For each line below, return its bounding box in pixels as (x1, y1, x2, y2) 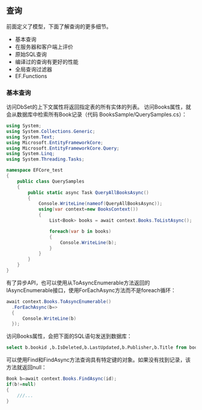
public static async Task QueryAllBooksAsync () (28, 189, 149, 195)
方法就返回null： (6, 364, 47, 371)
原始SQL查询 (14, 50, 47, 58)
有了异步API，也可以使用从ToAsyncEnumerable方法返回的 (6, 279, 150, 286)
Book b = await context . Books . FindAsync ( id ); (6, 376, 117, 382)
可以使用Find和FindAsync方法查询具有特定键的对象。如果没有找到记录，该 (6, 356, 191, 364)
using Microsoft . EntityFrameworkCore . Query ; (6, 145, 120, 151)
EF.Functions (14, 72, 47, 79)
